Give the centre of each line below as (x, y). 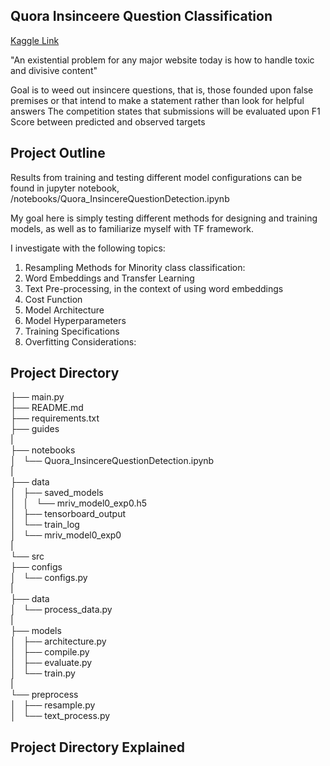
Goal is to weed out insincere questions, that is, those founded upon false (162, 90)
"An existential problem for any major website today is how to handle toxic (162, 60)
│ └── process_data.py (61, 610)
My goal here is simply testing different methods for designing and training (164, 218)
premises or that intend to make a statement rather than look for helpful (157, 100)
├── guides (35, 429)
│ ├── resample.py (53, 705)
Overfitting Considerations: (80, 341)
